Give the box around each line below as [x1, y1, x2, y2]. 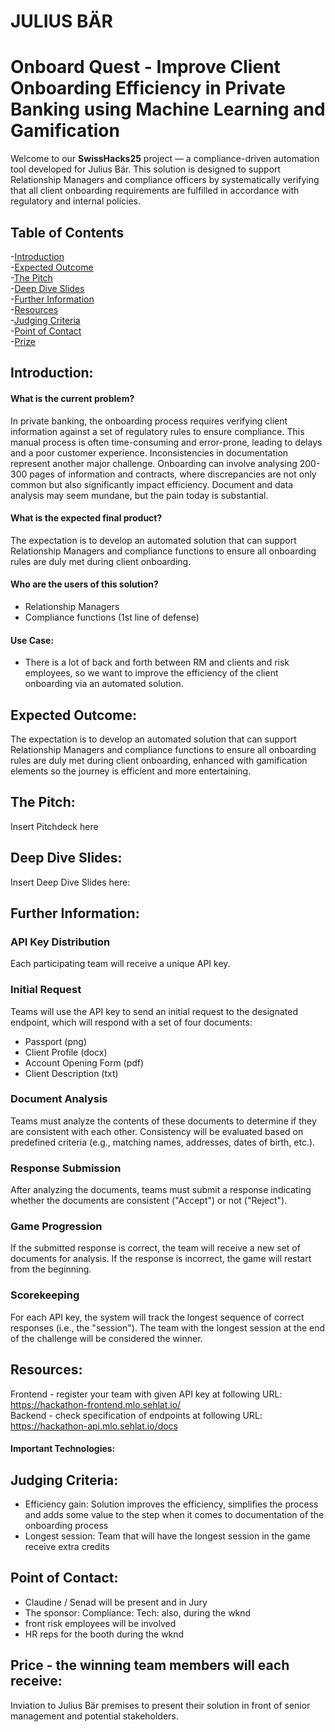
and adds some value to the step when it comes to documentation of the [24, 1508, 325, 1520]
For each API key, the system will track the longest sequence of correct [10, 1311, 305, 1323]
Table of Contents [10, 224, 125, 241]
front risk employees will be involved [24, 1617, 177, 1629]
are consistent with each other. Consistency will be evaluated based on [10, 1125, 304, 1137]
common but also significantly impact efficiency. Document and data [10, 478, 294, 490]
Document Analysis [10, 1092, 108, 1106]
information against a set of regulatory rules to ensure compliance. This [10, 425, 305, 437]
